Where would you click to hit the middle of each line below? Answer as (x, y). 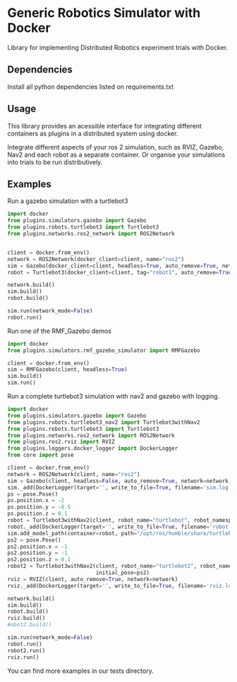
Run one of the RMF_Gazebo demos (59, 331)
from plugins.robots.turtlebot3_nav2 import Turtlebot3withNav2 (104, 422)
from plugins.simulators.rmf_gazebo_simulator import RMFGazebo (104, 351)
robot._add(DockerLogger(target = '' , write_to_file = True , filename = (109, 527)
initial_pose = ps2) (123, 573)
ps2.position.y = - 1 (38, 553)
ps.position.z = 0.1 (38, 514)
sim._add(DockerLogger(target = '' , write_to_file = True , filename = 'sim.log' (120, 487)
